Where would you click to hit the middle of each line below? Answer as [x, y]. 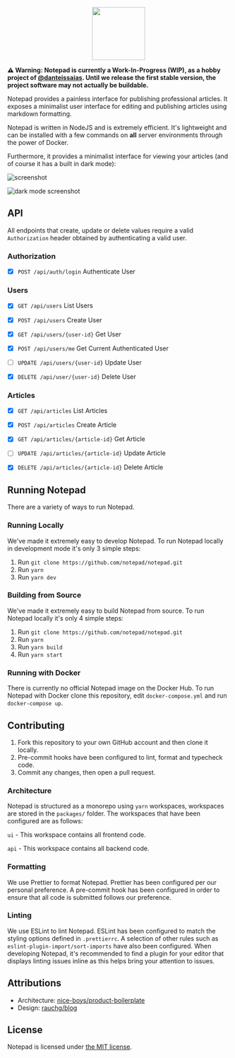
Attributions [35, 983]
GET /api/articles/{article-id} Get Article [82, 439]
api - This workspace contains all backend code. [78, 849]
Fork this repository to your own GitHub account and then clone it [113, 742]
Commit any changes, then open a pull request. [86, 772]
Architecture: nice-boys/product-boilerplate [81, 1000]
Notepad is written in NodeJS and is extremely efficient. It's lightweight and [117, 128]
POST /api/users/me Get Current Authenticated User [93, 348]
